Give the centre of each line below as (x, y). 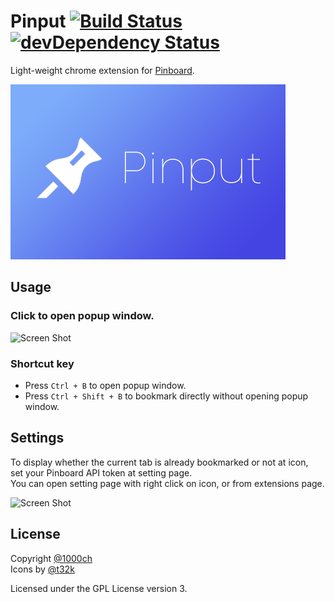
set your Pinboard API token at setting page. (101, 472)
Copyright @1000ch (51, 558)
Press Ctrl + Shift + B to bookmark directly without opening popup (166, 396)
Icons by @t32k (42, 569)
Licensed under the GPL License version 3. (99, 588)
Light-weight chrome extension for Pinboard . (102, 70)
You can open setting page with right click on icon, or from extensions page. (167, 483)
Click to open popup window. (82, 316)
